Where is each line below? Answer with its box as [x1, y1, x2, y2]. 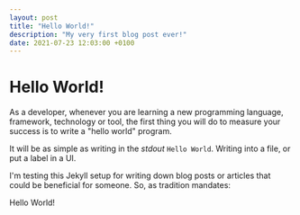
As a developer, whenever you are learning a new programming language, [9, 107, 284, 118]
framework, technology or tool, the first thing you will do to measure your [9, 116, 281, 127]
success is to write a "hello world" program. [9, 126, 173, 137]
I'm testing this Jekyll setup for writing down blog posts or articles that [9, 170, 271, 181]
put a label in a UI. [9, 153, 77, 164]
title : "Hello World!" [9, 22, 95, 31]
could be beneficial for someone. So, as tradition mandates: [9, 180, 232, 191]
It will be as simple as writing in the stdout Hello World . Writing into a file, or [9, 143, 291, 154]
